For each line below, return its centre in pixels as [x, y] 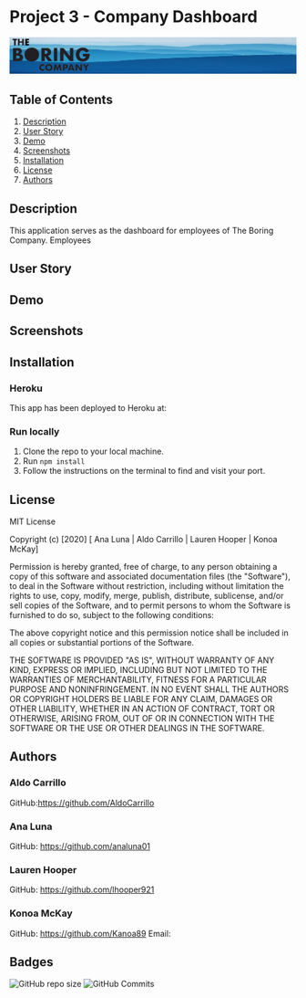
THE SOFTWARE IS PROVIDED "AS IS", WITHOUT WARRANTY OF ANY [142, 660]
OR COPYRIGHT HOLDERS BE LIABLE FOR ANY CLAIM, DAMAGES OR [141, 699]
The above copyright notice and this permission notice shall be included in [149, 633]
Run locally [35, 431]
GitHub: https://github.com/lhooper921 [82, 890]
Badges [31, 962]
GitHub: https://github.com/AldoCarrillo [82, 803]
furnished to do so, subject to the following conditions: [112, 615]
